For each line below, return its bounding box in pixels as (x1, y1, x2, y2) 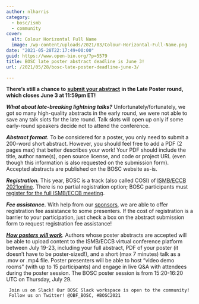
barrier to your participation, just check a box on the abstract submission (6, 214, 185, 221)
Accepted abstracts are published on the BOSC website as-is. (6, 165, 157, 173)
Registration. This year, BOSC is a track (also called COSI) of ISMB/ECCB (6, 177, 187, 184)
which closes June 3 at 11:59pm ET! (6, 92, 96, 99)
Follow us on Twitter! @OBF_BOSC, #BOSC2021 (8, 293, 121, 299)
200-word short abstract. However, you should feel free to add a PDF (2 (6, 140, 182, 148)
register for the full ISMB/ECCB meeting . (6, 190, 105, 197)
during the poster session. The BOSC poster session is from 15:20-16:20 (6, 269, 184, 277)
